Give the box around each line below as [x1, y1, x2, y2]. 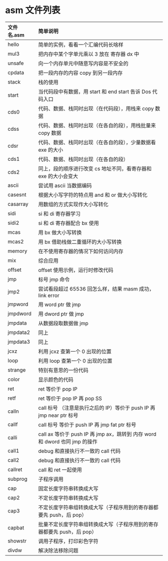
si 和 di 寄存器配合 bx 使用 [38, 219, 99, 226]
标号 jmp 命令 [38, 276, 70, 283]
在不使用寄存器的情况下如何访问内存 [38, 247, 123, 254]
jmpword [7, 301, 28, 308]
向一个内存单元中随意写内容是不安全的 [38, 60, 128, 67]
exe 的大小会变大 [38, 172, 78, 179]
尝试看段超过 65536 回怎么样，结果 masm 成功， [38, 285, 154, 292]
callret [7, 466, 22, 473]
